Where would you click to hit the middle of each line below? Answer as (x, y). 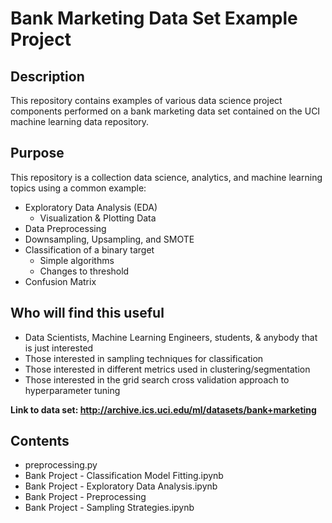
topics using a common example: (78, 188)
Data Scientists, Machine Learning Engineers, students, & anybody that (171, 337)
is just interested (59, 348)
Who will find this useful (87, 313)
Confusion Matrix (60, 281)
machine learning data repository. (80, 121)
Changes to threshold (84, 271)
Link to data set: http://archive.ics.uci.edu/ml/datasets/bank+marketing (163, 409)
